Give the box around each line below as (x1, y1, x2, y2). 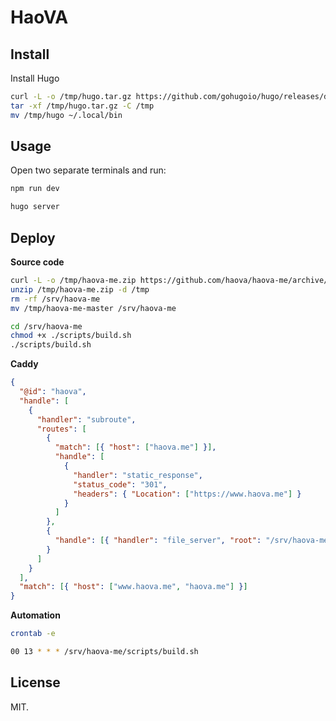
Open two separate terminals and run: (10, 164, 167, 176)
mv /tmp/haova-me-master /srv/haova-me (10, 303, 177, 313)
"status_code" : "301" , (73, 479, 168, 490)
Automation (10, 609, 61, 621)
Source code (10, 256, 65, 268)
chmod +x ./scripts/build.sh (10, 331, 132, 341)
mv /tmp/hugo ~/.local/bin (10, 110, 123, 120)
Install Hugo (10, 72, 60, 84)
